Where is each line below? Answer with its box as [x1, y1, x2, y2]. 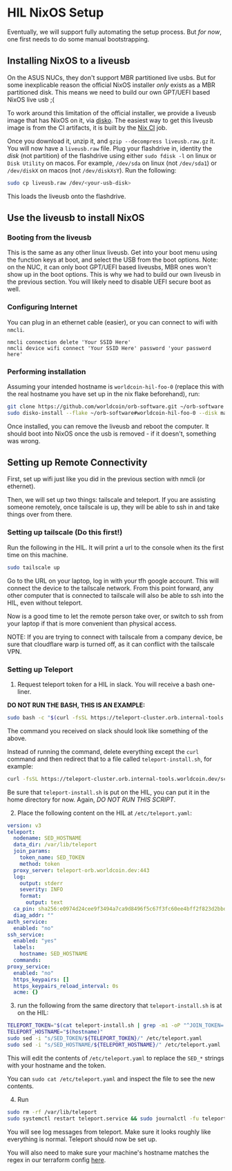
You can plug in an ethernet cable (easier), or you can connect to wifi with [7, 318, 218, 326]
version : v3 [7, 822, 41, 829]
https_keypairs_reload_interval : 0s [13, 983, 119, 989]
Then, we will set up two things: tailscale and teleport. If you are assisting [7, 496, 216, 504]
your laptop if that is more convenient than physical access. [7, 619, 177, 628]
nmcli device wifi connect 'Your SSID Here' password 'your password [7, 345, 212, 351]
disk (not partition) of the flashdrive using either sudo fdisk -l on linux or [7, 151, 217, 159]
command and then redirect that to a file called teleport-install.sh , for [7, 755, 213, 763]
